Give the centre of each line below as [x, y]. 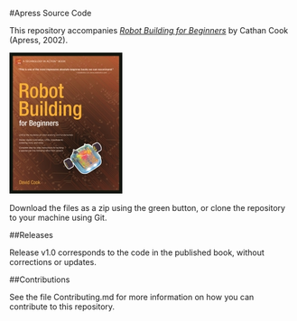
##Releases [32, 235]
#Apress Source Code [51, 13]
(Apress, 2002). [39, 40]
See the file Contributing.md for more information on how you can [132, 297]
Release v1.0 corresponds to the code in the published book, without [137, 252]
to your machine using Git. [58, 217]
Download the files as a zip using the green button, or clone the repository [148, 208]
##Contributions [40, 280]
